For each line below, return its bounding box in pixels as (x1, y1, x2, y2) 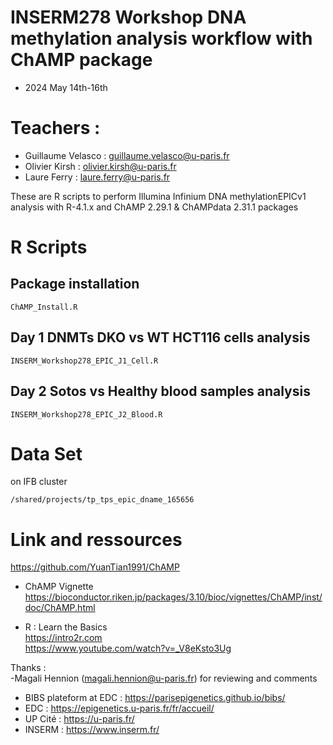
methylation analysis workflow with (10, 27, 313, 50)
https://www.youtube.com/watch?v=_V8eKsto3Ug (24, 642, 232, 655)
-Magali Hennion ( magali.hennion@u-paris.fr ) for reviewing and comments (10, 672, 318, 685)
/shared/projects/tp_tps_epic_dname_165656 (10, 495, 195, 505)
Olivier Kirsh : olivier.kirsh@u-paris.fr (24, 160, 177, 172)
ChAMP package (10, 49, 153, 71)
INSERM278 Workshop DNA (10, 6, 247, 29)
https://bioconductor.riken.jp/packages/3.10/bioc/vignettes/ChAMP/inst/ (24, 591, 323, 603)
